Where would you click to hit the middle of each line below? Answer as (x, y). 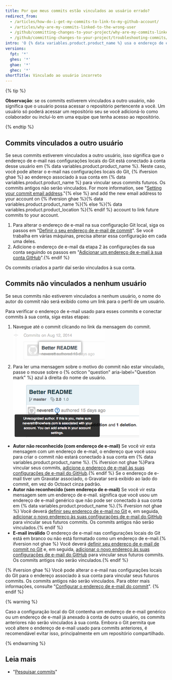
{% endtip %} (20, 127)
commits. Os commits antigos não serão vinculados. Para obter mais (78, 581)
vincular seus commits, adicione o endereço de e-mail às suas (79, 468)
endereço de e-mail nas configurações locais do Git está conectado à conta (85, 161)
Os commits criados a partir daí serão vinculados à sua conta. (70, 267)
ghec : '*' (20, 70)
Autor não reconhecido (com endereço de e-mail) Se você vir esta (84, 446)
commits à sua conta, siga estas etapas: (48, 317)
